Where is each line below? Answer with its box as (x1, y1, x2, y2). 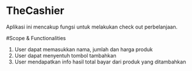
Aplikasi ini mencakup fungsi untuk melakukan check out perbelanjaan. (6, 23, 178, 30)
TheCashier (6, 4, 64, 17)
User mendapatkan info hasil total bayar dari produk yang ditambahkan (14, 58, 186, 65)
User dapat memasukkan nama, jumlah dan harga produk (14, 45, 153, 53)
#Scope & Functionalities (6, 34, 66, 41)
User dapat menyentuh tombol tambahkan (14, 52, 116, 59)
